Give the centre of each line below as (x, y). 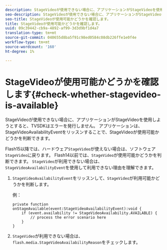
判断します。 (39, 184)
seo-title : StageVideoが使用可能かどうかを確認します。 (58, 19)
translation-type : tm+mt (31, 33)
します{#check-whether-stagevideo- (83, 94)
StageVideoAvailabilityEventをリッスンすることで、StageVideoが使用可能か (82, 132)
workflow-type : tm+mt (28, 42)
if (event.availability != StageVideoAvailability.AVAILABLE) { (89, 213)
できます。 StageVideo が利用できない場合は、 (56, 161)
